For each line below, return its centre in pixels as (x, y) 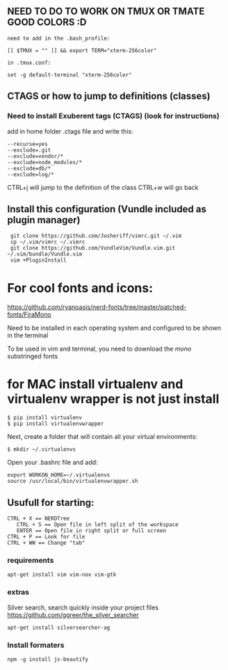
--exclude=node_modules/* (44, 162)
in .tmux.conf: (29, 63)
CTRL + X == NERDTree (39, 518)
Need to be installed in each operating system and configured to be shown (114, 328)
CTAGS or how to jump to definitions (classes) (109, 96)
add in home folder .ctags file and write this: (70, 131)
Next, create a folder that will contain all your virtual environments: (103, 437)
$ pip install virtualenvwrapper (56, 424)
